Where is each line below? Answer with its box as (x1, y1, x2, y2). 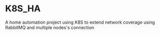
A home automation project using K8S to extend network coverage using (5, 19, 155, 25)
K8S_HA (5, 3, 41, 14)
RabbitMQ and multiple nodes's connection (5, 24, 94, 30)
